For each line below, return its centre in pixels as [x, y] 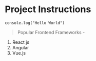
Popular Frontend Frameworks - [51, 32]
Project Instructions [48, 9]
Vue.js [19, 53]
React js [21, 42]
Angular [21, 47]
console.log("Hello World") [35, 23]
